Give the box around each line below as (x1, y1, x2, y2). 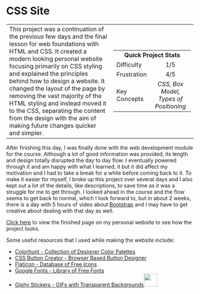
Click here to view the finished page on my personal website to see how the (6, 219, 192, 226)
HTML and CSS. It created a (9, 47, 87, 55)
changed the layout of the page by (9, 84, 105, 93)
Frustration (116, 70, 147, 78)
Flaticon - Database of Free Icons (14, 260, 97, 268)
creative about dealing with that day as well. (6, 207, 114, 214)
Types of (158, 94, 183, 103)
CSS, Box (157, 80, 184, 88)
